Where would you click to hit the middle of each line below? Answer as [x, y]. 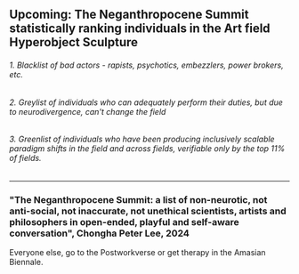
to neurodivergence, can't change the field [88, 111]
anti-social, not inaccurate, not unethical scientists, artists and [148, 211]
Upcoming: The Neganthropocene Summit [129, 15]
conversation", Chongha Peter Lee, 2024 [99, 233]
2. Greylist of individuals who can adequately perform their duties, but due [146, 102]
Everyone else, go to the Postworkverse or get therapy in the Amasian [137, 253]
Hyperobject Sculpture [74, 42]
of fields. [25, 158]
